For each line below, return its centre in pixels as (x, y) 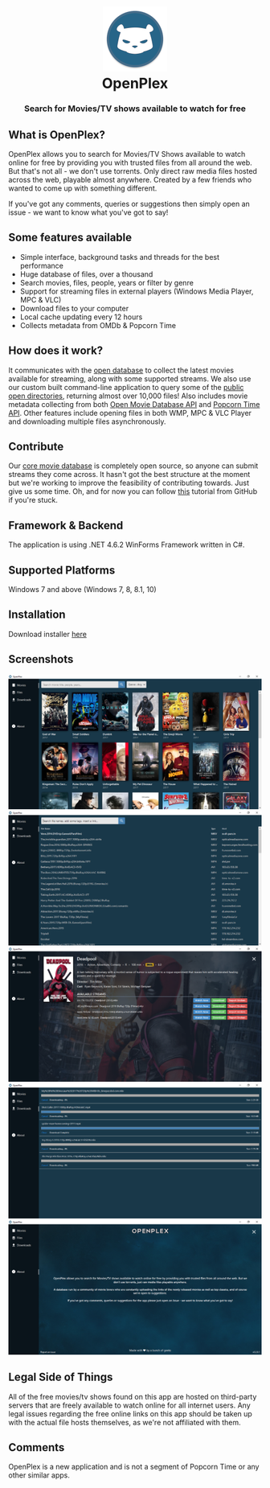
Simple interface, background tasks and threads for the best (119, 257)
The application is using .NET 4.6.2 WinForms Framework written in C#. (127, 545)
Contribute (36, 446)
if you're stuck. (33, 500)
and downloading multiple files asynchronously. (87, 421)
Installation (37, 615)
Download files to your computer (74, 308)
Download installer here (47, 634)
